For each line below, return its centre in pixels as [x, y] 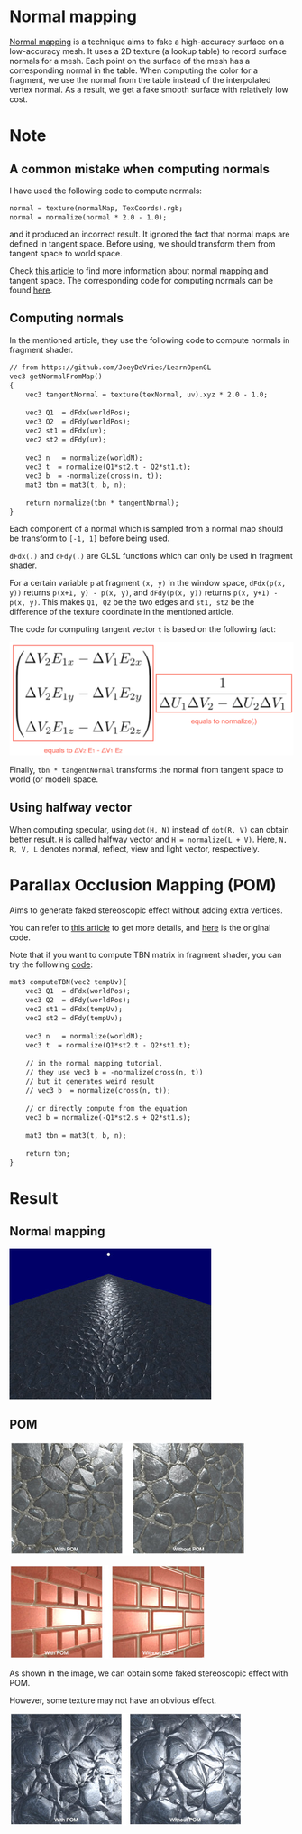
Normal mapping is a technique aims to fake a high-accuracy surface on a [147, 42]
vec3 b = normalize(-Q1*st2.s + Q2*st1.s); [109, 1117]
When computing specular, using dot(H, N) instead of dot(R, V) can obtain [150, 829]
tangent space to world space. [66, 253]
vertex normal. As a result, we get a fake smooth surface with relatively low [149, 89]
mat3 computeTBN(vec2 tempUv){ [68, 982]
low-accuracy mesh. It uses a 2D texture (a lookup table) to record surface [148, 51]
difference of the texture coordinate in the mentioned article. [122, 611]
